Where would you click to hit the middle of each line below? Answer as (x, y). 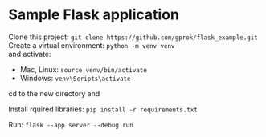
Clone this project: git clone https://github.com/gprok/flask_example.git (133, 37)
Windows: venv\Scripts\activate (75, 78)
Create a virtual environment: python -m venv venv (92, 45)
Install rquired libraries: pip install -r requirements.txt (103, 109)
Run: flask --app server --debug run (71, 124)
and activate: (30, 54)
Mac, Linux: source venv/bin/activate (83, 69)
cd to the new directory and (54, 93)
